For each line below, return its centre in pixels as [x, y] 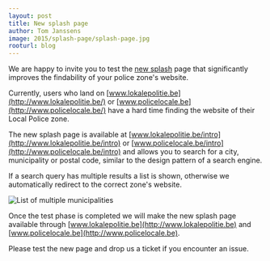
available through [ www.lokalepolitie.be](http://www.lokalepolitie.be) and [130, 225]
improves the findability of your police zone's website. [98, 78]
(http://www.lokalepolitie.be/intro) [65, 143]
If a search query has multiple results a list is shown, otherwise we [119, 176]
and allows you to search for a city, [181, 152]
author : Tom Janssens [45, 31]
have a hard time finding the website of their [181, 111]
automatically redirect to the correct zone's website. [95, 185]
